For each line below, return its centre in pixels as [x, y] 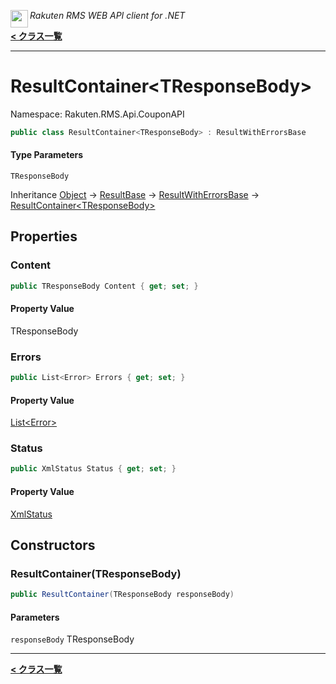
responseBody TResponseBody [72, 639]
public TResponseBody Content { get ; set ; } [104, 286]
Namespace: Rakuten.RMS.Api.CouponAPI [97, 114]
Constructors [53, 545]
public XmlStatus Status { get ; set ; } [93, 469]
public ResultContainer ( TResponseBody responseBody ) [122, 595]
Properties [44, 236]
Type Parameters [47, 155]
